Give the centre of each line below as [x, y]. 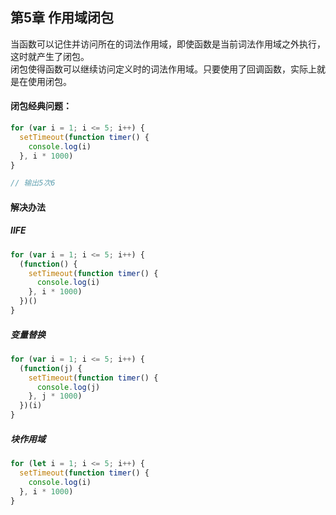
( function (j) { [51, 368]
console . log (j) [68, 387]
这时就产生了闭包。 [50, 56]
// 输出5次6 [33, 183]
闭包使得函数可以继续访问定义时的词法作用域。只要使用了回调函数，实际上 [163, 69]
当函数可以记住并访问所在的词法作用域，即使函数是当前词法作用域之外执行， [168, 44]
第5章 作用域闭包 [62, 18]
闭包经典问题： [41, 106]
